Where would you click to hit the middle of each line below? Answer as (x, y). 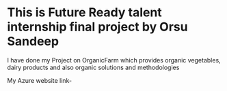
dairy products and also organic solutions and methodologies (93, 67)
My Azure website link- (40, 80)
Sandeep (33, 41)
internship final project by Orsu (97, 27)
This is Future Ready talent (84, 13)
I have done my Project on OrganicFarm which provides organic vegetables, (114, 60)
